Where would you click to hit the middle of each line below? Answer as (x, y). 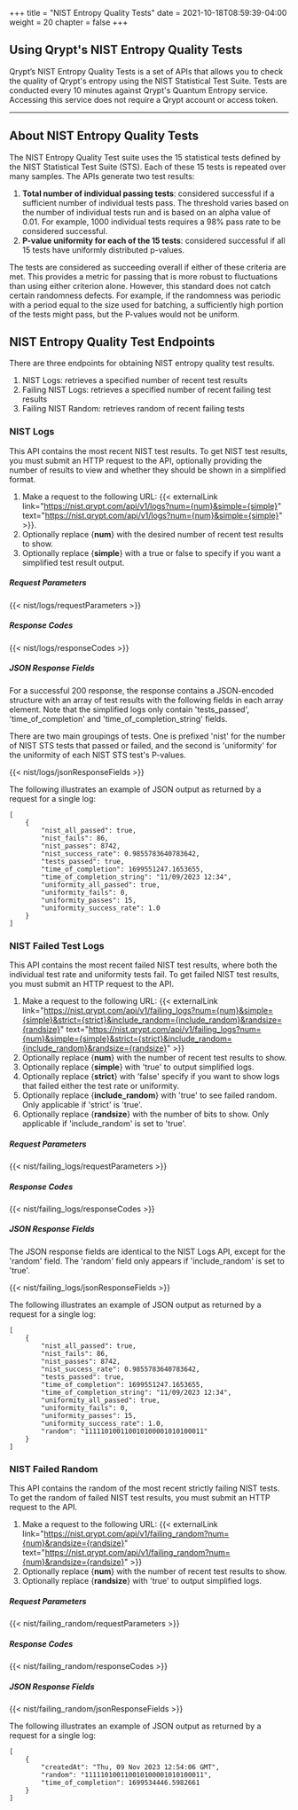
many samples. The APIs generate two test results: (102, 176)
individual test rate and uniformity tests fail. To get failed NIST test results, (144, 974)
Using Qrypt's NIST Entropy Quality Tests (126, 50)
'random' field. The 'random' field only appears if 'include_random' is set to (147, 1261)
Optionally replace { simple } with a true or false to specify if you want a (151, 552)
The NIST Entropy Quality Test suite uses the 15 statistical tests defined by (145, 157)
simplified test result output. (73, 562)
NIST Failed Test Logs (57, 945)
